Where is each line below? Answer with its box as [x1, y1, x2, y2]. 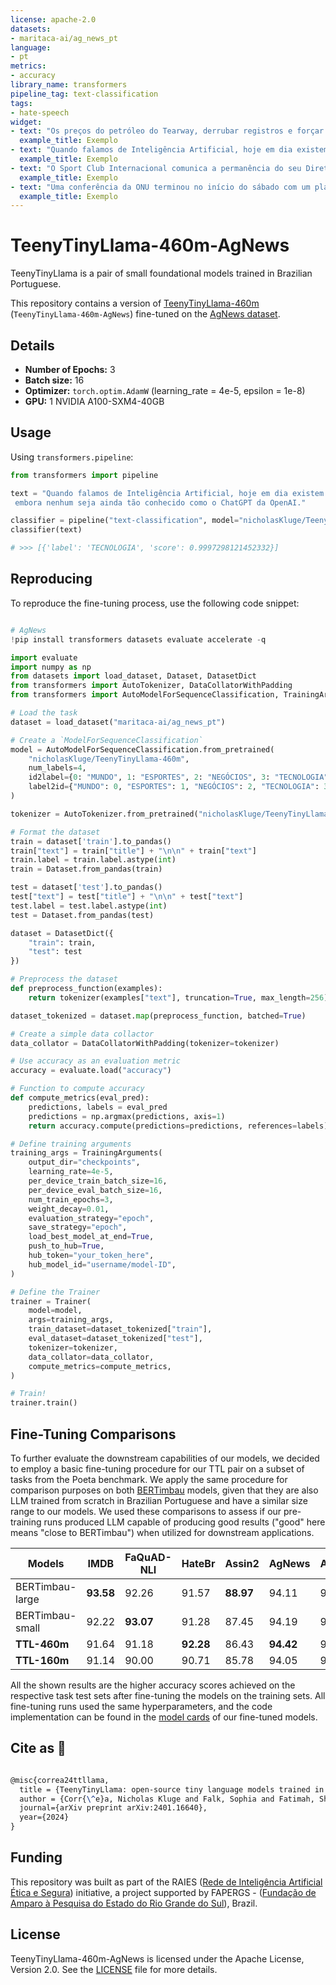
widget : [10, 117, 43, 127]
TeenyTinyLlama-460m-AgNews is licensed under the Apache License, [10, 1952, 305, 1965]
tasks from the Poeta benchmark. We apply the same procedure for [10, 1473, 288, 1485]
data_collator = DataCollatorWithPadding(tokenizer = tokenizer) [10, 1038, 280, 1048]
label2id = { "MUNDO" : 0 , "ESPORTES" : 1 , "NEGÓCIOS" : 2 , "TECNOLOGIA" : [28, 782, 320, 792]
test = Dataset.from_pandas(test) [10, 910, 155, 920]
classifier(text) [10, 525, 83, 535]
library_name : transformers [10, 80, 128, 90]
